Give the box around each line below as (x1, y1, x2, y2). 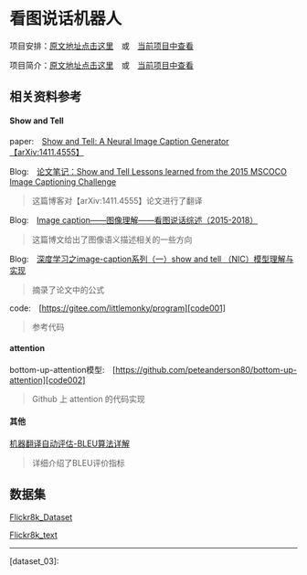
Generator (190, 135, 230, 146)
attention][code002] (9, 374, 86, 385)
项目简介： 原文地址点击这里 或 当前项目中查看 (9, 59, 194, 70)
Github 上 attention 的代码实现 (31, 393, 146, 404)
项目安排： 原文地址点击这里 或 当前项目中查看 (9, 40, 194, 51)
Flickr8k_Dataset (9, 511, 73, 522)
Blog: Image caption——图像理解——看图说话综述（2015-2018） (9, 214, 259, 225)
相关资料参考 (9, 89, 82, 105)
